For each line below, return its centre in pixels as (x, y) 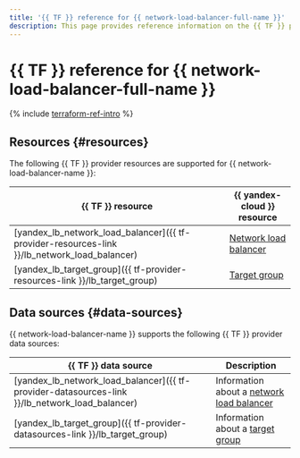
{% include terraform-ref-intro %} (71, 114)
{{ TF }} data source (111, 366)
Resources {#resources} (79, 142)
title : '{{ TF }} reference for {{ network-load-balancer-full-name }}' (147, 17)
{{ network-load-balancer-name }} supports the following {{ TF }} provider (146, 334)
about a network (250, 392)
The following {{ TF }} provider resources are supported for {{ (123, 164)
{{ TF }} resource (117, 207)
